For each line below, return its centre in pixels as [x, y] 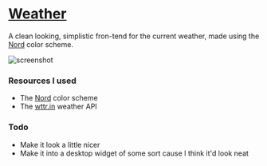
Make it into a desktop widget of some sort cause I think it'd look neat [134, 153]
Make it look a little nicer [60, 144]
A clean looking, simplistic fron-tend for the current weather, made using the [134, 36]
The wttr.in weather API [58, 107]
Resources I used [43, 81]
